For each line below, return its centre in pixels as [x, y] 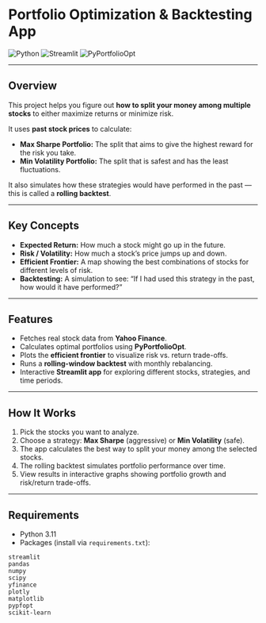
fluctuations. [40, 169]
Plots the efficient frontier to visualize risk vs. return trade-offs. [123, 356]
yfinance [23, 585]
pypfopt [21, 606]
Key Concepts [44, 226]
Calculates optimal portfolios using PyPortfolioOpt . [103, 347]
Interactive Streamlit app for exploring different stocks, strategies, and [135, 372]
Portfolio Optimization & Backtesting [130, 15]
